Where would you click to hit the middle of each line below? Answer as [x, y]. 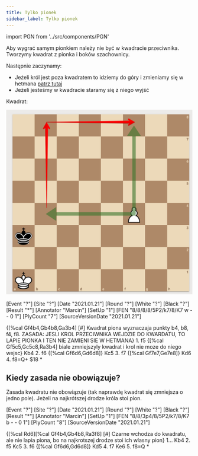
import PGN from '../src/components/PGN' [58, 36]
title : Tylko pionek [32, 12]
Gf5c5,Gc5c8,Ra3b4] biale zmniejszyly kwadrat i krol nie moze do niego [94, 346]
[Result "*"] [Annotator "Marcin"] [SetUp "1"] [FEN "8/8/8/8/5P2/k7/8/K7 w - [99, 310]
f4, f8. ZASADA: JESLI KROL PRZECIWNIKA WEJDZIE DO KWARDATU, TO [96, 334]
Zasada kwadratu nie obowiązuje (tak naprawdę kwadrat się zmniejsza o [95, 392]
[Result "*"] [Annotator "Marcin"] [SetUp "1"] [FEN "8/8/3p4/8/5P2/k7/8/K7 [98, 416]
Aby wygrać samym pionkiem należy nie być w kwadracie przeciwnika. [92, 48]
